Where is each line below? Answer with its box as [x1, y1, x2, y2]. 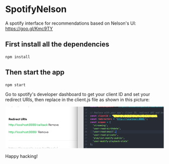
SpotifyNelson [5, 4, 67, 15]
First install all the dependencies [5, 40, 110, 49]
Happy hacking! [5, 153, 38, 159]
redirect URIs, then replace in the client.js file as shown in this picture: [5, 97, 150, 103]
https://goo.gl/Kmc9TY [5, 25, 53, 31]
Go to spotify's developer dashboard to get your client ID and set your [5, 91, 150, 97]
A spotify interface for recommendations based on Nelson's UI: [5, 20, 137, 26]
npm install [5, 54, 30, 59]
